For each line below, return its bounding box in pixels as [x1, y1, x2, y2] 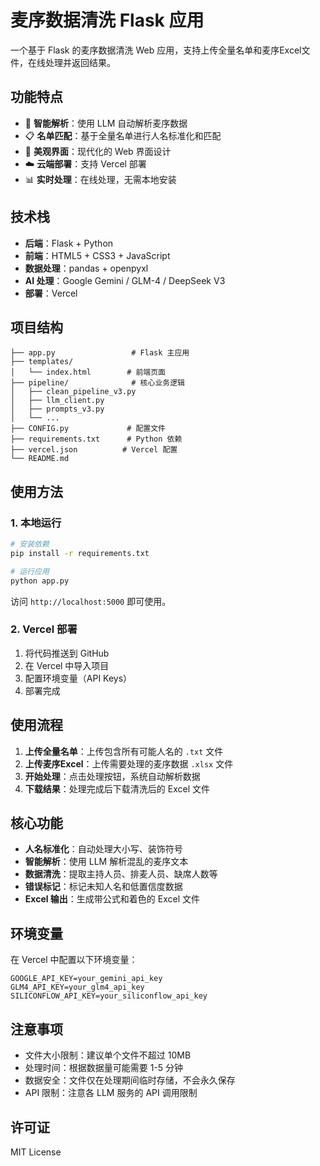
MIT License [10, 1146, 62, 1158]
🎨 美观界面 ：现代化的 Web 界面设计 [24, 145, 172, 157]
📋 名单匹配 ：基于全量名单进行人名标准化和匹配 [24, 129, 222, 141]
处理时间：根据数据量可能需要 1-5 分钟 [24, 1062, 184, 1074]
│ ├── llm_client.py [10, 396, 105, 406]
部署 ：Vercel [24, 287, 78, 299]
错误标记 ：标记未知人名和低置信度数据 [24, 881, 183, 893]
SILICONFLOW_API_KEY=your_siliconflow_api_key [10, 991, 208, 1001]
